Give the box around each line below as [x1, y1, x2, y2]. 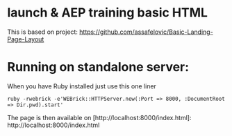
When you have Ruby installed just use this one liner [7, 81, 156, 90]
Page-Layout [7, 35, 44, 43]
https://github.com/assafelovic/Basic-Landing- [79, 28, 213, 36]
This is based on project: [7, 28, 78, 36]
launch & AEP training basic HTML [7, 5, 208, 21]
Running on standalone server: [7, 59, 190, 75]
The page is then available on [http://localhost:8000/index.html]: [7, 113, 192, 122]
